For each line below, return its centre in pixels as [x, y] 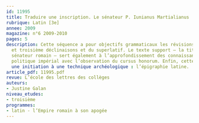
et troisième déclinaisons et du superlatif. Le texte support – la [98, 50]
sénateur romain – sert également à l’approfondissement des [89, 56]
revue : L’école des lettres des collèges [58, 77]
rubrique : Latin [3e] [33, 22]
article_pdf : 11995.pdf [36, 72]
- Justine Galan [26, 89]
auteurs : [17, 83]
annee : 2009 [21, 28]
